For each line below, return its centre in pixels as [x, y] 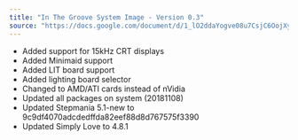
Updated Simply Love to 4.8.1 [75, 126]
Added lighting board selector [76, 79]
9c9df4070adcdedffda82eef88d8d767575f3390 [110, 117]
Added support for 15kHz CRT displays [93, 51]
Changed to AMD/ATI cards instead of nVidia [104, 89]
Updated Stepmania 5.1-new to [78, 107]
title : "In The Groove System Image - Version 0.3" [106, 17]
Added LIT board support [68, 70]
